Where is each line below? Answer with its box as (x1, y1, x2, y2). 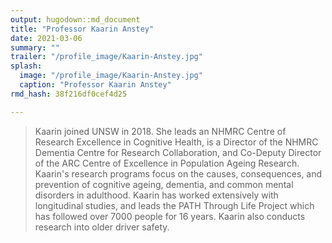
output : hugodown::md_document (10, 14, 141, 25)
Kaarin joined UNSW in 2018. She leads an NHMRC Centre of (34, 125, 287, 137)
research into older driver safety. (34, 221, 170, 233)
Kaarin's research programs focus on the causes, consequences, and (34, 167, 323, 180)
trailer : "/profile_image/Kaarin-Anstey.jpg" (10, 52, 203, 62)
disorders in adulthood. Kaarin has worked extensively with (34, 189, 279, 201)
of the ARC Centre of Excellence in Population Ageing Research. (34, 157, 300, 169)
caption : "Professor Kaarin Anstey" (19, 80, 172, 90)
